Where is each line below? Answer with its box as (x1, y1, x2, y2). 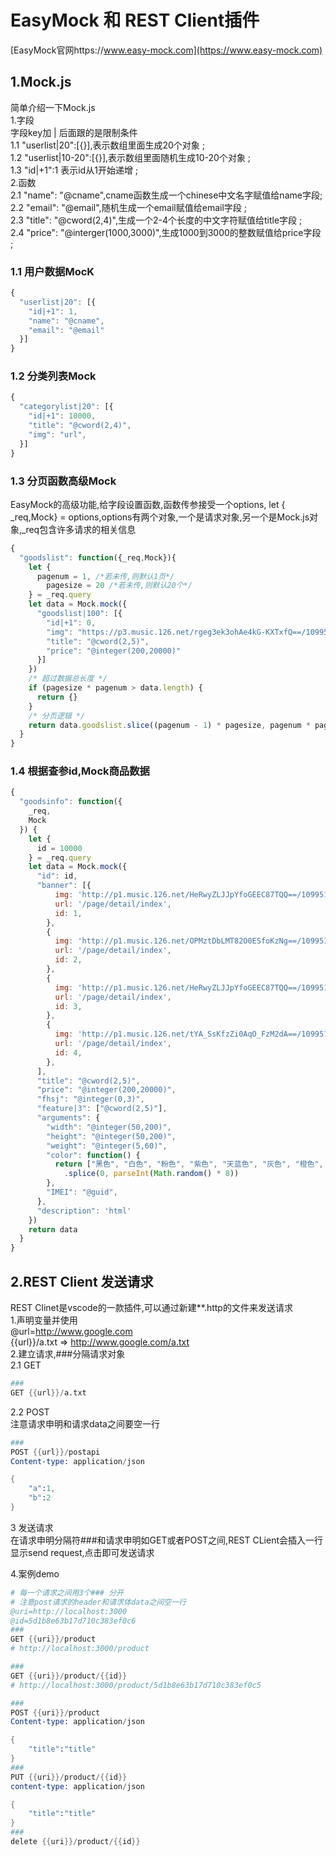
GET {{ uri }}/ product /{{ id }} (10, 1671, 128, 1681)
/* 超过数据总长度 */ (28, 674, 108, 684)
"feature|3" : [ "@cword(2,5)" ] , (36, 1104, 168, 1114)
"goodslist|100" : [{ (36, 609, 123, 619)
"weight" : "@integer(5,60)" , (46, 1141, 168, 1151)
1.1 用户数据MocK (10, 264, 95, 278)
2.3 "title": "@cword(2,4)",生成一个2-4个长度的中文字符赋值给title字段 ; (10, 214, 303, 226)
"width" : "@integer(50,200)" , (46, 1122, 172, 1132)
